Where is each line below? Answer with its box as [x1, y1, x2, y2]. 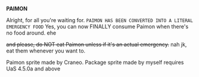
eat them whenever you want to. [6, 47, 86, 54]
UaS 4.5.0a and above [6, 65, 61, 72]
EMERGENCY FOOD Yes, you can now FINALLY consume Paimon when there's [6, 23, 189, 30]
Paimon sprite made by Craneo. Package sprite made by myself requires [6, 59, 184, 66]
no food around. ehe [6, 29, 57, 36]
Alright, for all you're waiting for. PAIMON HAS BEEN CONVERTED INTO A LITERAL [6, 17, 194, 23]
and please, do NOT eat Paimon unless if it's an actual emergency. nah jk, [6, 41, 187, 48]
